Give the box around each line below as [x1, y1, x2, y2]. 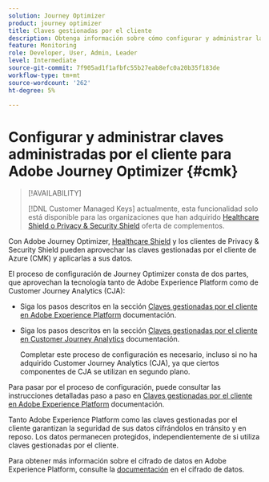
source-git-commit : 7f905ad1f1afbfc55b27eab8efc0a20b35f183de [8, 64, 220, 72]
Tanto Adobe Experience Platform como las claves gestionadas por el [8, 415, 238, 425]
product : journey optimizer [8, 19, 102, 27]
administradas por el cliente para [8, 145, 232, 163]
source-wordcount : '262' [8, 79, 91, 87]
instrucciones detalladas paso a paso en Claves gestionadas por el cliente [8, 391, 253, 401]
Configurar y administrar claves [8, 128, 224, 146]
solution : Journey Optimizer [8, 11, 106, 20]
